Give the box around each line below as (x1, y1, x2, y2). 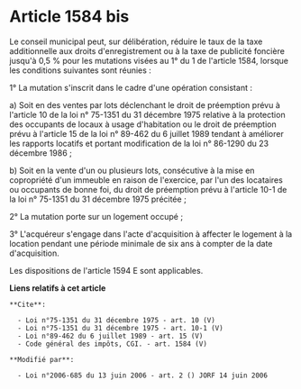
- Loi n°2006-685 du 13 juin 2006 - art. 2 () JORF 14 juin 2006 (17, 371, 269, 380)
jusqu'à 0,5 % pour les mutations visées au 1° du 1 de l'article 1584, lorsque (9, 55, 289, 66)
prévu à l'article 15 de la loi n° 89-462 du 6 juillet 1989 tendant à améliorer (9, 128, 284, 139)
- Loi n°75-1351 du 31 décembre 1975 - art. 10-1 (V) (17, 323, 223, 332)
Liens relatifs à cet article (9, 282, 106, 294)
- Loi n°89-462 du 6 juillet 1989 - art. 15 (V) (17, 331, 204, 340)
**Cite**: (9, 300, 47, 309)
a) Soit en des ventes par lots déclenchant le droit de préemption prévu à (9, 99, 281, 110)
